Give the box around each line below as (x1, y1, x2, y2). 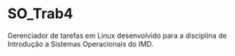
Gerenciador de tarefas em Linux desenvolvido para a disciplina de (7, 31, 228, 40)
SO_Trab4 (7, 5, 73, 23)
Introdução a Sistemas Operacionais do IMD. (7, 39, 154, 48)
